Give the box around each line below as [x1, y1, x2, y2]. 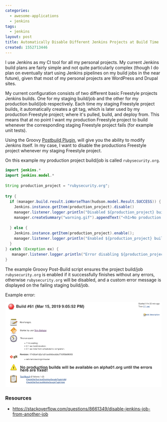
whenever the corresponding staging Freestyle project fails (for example [5, 122, 154, 128]
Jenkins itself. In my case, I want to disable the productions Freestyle [5, 142, 147, 148]
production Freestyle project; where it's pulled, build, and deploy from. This [5, 111, 160, 117]
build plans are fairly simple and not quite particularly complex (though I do [5, 64, 159, 70]
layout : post [5, 34, 32, 39]
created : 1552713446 [5, 45, 48, 50]
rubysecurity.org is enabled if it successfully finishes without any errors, [5, 271, 155, 277]
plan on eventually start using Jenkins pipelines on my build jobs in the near [5, 70, 161, 76]
